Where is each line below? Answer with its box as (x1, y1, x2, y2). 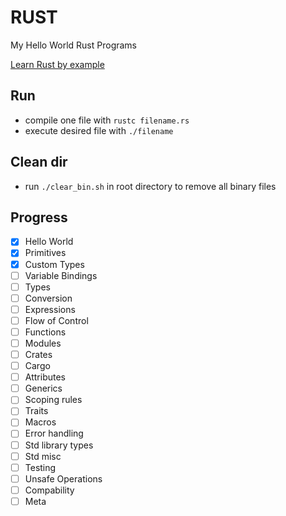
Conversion (24, 292, 73, 304)
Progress (10, 209, 68, 226)
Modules (24, 337, 62, 349)
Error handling (24, 427, 84, 440)
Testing (24, 461, 57, 473)
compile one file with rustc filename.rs (24, 114, 190, 126)
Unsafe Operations (24, 472, 103, 485)
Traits (24, 405, 49, 417)
